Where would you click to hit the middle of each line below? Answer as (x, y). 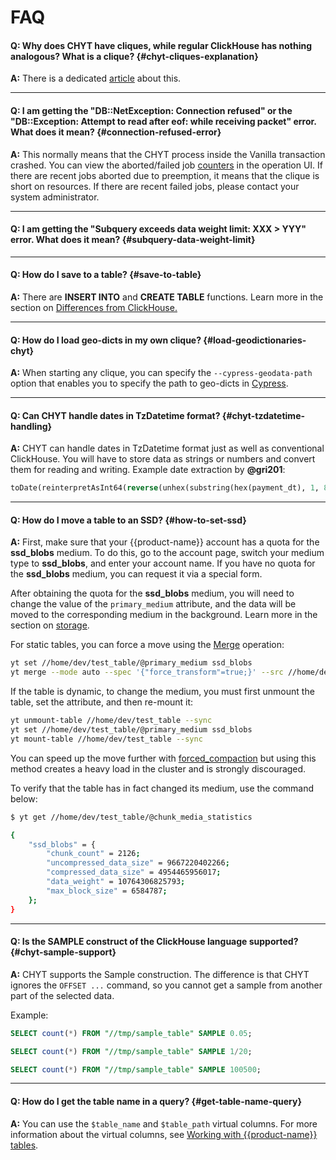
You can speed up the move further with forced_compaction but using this (163, 758)
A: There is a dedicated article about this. (96, 78)
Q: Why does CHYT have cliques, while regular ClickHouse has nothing (161, 45)
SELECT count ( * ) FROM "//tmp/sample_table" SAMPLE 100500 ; (136, 1069)
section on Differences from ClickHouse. (94, 307)
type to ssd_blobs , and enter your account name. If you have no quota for (163, 563)
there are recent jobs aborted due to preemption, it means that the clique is (165, 175)
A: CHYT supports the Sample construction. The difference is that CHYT (160, 974)
